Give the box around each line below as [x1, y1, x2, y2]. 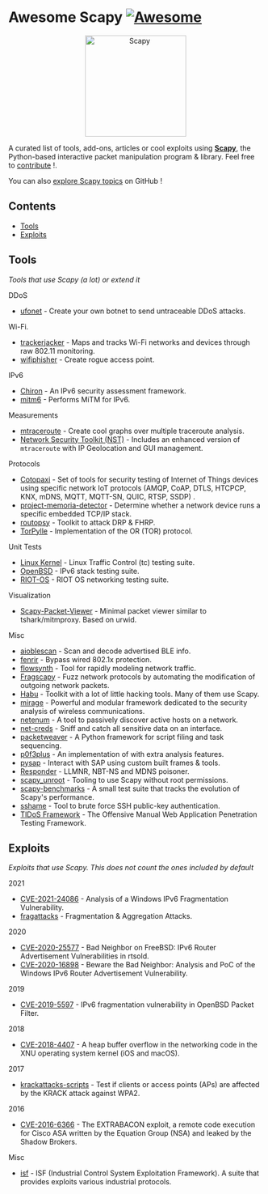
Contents [8, 199, 57, 214]
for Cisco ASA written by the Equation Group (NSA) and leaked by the [19, 1128, 252, 1138]
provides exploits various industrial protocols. [19, 1177, 172, 1187]
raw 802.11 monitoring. [19, 346, 95, 355]
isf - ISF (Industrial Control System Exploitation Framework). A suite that [19, 1168, 260, 1178]
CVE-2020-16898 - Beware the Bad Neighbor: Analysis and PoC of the [19, 960, 256, 970]
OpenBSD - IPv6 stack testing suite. [19, 566, 140, 576]
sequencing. [19, 741, 62, 750]
